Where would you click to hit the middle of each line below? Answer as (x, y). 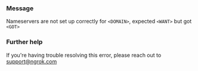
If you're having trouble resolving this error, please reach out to (84, 55)
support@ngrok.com (32, 61)
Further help (24, 42)
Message (20, 8)
